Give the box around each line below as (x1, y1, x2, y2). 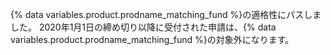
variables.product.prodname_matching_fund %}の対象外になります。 (10, 34, 295, 45)
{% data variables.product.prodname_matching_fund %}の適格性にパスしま (10, 9, 322, 20)
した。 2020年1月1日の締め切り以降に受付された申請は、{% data (10, 21, 277, 33)
